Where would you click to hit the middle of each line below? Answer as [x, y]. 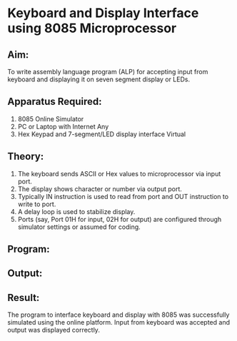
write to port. [37, 204]
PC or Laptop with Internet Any [63, 126]
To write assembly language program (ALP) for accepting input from [108, 72]
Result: [24, 297]
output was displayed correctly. [54, 330]
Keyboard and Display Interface [103, 13]
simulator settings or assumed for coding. [79, 227]
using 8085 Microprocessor [92, 28]
